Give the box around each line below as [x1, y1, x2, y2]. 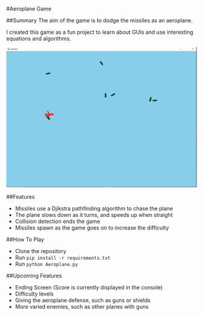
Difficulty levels [14, 290, 54, 297]
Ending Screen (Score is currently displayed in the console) [14, 283, 163, 291]
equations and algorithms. [6, 35, 71, 42]
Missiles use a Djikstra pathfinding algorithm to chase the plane [14, 205, 173, 212]
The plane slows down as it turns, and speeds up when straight [14, 211, 173, 218]
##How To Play [6, 236, 44, 243]
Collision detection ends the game [14, 218, 101, 225]
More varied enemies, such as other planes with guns [14, 303, 149, 310]
